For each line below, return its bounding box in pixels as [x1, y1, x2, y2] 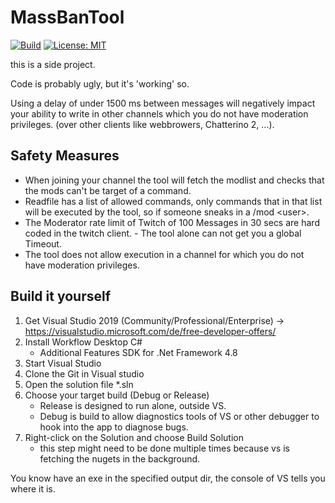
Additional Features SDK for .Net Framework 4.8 [39, 346, 238, 358]
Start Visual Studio [24, 357, 102, 369]
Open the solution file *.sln [24, 378, 134, 390]
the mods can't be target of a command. [24, 184, 192, 196]
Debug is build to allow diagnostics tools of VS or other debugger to [39, 410, 320, 422]
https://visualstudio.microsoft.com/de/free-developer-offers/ [24, 325, 277, 337]
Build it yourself [10, 288, 112, 305]
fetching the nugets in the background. [39, 452, 201, 465]
